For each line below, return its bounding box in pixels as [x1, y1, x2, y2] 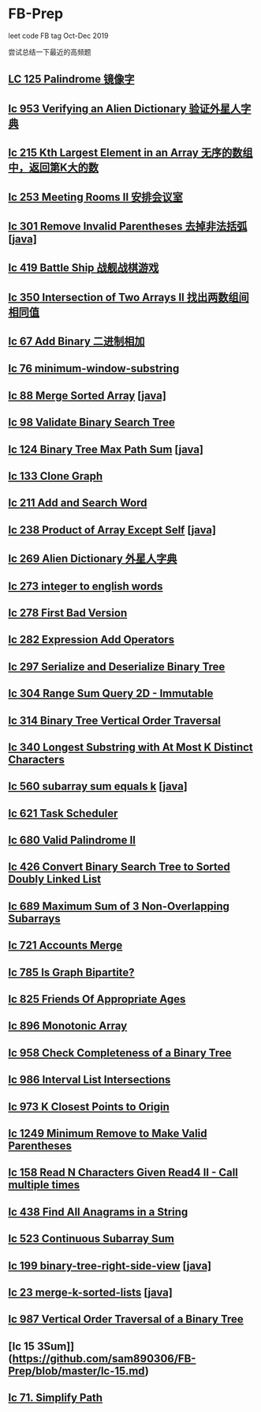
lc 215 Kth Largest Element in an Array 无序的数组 [8, 146, 253, 160]
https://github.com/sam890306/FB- [12, 1352, 196, 1365]
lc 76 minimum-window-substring [8, 362, 180, 375]
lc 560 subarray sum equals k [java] [8, 780, 188, 793]
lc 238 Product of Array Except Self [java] [8, 523, 217, 537]
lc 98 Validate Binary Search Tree [8, 416, 176, 429]
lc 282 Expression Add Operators [8, 633, 175, 646]
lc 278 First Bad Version [8, 606, 128, 619]
